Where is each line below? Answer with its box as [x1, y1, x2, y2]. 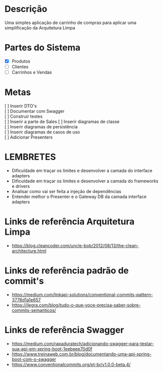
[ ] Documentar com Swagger [4, 108, 65, 114]
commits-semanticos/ [11, 307, 56, 313]
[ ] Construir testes [4, 114, 43, 119]
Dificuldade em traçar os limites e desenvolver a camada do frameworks [11, 178, 159, 184]
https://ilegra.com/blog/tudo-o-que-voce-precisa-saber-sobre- [11, 302, 141, 308]
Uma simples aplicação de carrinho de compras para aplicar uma [4, 20, 137, 25]
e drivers [11, 183, 30, 189]
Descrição [4, 3, 48, 15]
